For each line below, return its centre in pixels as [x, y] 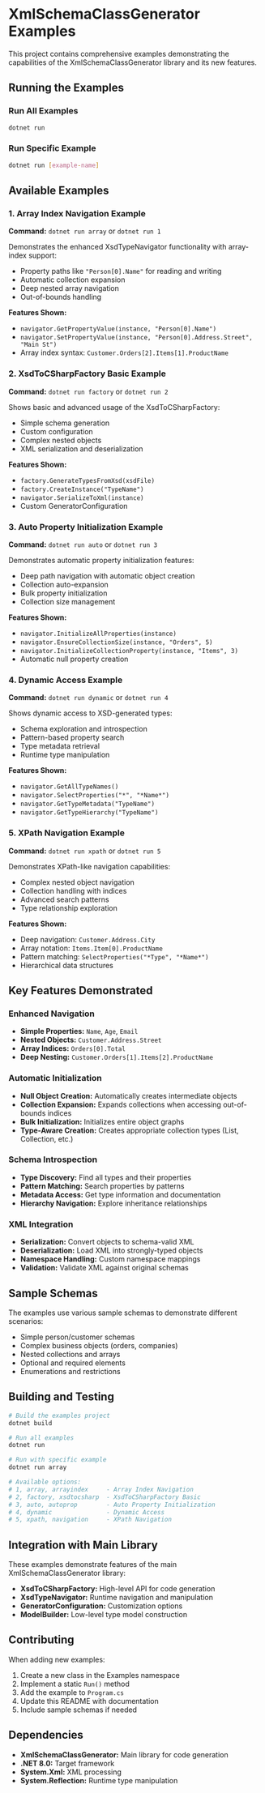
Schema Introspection [53, 1159]
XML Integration [41, 1224]
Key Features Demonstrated [81, 990]
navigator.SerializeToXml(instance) [82, 498]
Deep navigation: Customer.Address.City [88, 939]
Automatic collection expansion [73, 280]
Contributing [41, 1640]
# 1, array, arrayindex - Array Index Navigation [101, 1489]
